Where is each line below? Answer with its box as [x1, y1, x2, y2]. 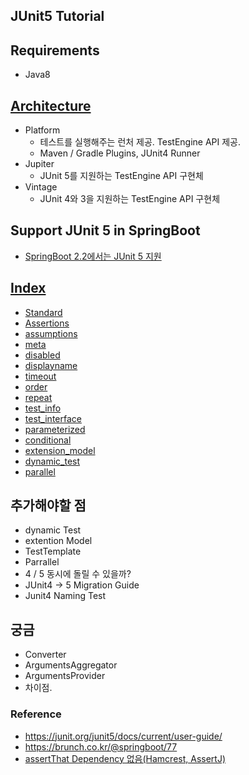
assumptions [24, 327, 78, 339]
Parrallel [24, 556, 60, 568]
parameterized [24, 423, 86, 435]
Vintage [24, 181, 58, 193]
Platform [24, 124, 61, 136]
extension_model [24, 444, 96, 456]
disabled [24, 349, 61, 361]
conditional [24, 434, 72, 446]
